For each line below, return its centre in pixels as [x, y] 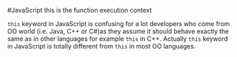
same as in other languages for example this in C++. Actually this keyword [118, 39]
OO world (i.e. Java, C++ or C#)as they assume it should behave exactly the [118, 31]
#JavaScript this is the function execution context [80, 10]
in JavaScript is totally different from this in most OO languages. [102, 46]
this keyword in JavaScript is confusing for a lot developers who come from [118, 24]
